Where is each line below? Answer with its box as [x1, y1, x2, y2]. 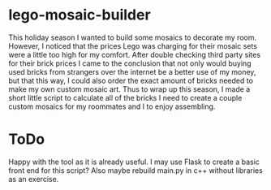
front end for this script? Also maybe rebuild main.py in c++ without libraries [8, 165, 264, 175]
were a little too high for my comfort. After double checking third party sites [8, 50, 261, 59]
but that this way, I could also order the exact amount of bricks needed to [8, 76, 254, 85]
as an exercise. [8, 174, 59, 184]
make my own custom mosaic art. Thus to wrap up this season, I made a [8, 84, 251, 94]
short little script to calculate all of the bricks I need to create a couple [8, 93, 243, 102]
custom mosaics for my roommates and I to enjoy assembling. [8, 101, 216, 111]
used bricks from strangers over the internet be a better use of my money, [8, 67, 256, 76]
